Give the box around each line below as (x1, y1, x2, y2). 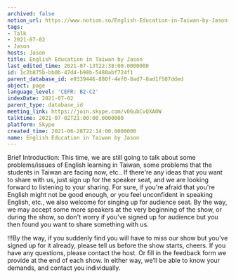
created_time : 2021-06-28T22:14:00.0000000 (7, 128, 137, 135)
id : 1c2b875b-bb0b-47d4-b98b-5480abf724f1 (7, 69, 133, 76)
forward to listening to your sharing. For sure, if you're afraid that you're (7, 183, 216, 191)
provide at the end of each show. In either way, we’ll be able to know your (7, 257, 220, 265)
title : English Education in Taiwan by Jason (7, 56, 143, 63)
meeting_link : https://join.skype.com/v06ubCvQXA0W (7, 108, 162, 115)
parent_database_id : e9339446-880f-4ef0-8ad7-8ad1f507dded (7, 75, 184, 83)
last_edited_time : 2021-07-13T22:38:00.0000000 (7, 62, 150, 69)
